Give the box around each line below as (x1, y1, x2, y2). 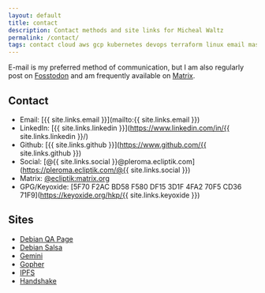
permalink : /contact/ (8, 33, 80, 42)
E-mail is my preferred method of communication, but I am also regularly (8, 62, 244, 72)
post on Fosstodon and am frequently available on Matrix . (8, 71, 196, 81)
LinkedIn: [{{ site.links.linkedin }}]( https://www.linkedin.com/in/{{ (19, 123, 230, 133)
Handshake (19, 276, 57, 285)
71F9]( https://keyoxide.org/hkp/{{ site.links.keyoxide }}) (19, 190, 200, 200)
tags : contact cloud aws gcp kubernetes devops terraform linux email (8, 41, 245, 49)
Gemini (19, 250, 43, 261)
